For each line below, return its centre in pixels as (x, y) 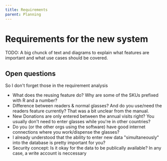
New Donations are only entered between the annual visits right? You (83, 116)
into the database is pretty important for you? (59, 143)
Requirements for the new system (77, 39)
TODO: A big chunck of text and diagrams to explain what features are (77, 53)
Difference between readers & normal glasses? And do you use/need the (87, 106)
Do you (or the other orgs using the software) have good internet (79, 127)
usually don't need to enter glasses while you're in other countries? (81, 122)
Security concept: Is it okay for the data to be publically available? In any (87, 148)
